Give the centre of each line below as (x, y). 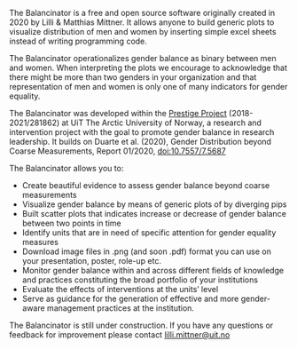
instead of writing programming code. (78, 41)
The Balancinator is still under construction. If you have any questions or (141, 325)
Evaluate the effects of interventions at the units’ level (120, 289)
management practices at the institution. (121, 308)
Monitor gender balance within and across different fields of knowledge (153, 270)
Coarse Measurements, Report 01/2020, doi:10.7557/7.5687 (117, 151)
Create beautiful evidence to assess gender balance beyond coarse (146, 185)
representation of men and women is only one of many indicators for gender (148, 87)
